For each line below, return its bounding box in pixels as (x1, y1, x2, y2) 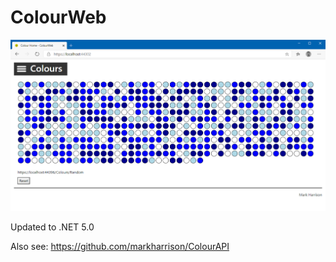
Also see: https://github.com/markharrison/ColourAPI (10, 240, 230, 252)
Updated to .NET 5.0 (10, 221, 95, 233)
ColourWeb (10, 6, 107, 29)
